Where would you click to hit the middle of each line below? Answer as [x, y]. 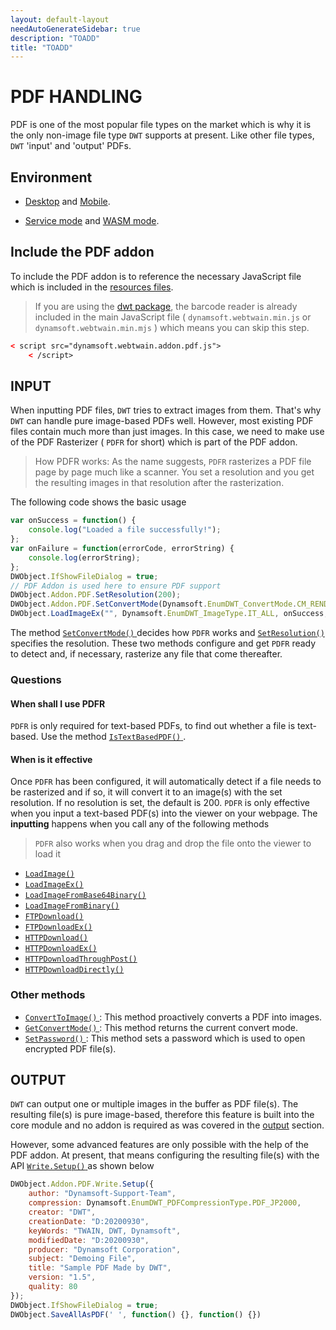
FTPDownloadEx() [58, 927]
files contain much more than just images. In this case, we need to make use [167, 432]
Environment [51, 177]
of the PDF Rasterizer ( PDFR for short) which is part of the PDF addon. [154, 442]
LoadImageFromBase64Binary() [85, 896]
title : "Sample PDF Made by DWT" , [100, 1268]
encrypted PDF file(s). [70, 1048]
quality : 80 [53, 1287]
